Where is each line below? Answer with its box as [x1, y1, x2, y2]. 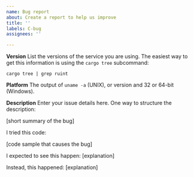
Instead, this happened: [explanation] [6, 164, 98, 171]
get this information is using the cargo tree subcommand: [6, 59, 149, 67]
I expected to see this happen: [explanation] [6, 152, 115, 160]
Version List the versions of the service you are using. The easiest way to [6, 53, 188, 60]
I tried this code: [6, 129, 47, 136]
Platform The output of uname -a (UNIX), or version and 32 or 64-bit [6, 82, 174, 89]
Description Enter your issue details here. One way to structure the [6, 100, 172, 107]
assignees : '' [6, 31, 42, 37]
